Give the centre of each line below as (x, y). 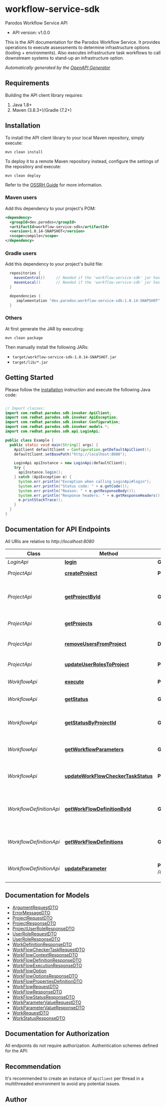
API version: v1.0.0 (31, 32)
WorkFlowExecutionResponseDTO (47, 965)
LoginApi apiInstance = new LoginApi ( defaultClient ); (70, 463)
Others (14, 318)
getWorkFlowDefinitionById (98, 809)
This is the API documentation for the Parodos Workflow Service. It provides (83, 42)
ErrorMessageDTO (31, 912)
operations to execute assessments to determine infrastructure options (77, 47)
